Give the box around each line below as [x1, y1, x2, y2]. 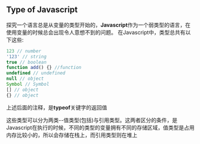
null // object [6, 76, 44, 82]
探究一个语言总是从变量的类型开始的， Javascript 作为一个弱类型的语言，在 [6, 21, 191, 29]
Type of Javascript [6, 5, 78, 15]
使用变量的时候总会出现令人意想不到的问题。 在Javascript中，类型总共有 [6, 29, 186, 36]
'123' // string [6, 54, 47, 60]
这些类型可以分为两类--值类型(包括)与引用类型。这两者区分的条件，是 [6, 116, 178, 124]
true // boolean [6, 59, 47, 65]
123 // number [6, 48, 42, 54]
